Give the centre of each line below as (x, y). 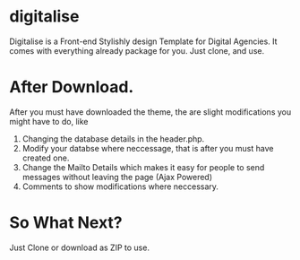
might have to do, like (49, 121)
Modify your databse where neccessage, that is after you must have (148, 148)
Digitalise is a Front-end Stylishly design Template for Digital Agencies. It (143, 41)
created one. (46, 158)
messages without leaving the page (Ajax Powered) (117, 177)
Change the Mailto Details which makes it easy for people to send (143, 167)
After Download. (72, 87)
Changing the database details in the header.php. (113, 139)
